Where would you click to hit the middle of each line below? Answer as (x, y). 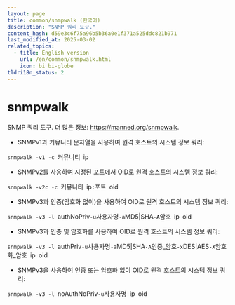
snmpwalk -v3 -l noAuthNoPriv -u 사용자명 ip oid (77, 294)
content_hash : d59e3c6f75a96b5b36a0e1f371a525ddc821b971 (92, 33)
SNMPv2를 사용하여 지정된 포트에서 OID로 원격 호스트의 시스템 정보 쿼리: (118, 172)
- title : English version (52, 53)
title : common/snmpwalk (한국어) (54, 20)
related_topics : (31, 46)
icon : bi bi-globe (47, 66)
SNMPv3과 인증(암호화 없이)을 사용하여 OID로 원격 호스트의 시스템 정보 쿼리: (123, 202)
